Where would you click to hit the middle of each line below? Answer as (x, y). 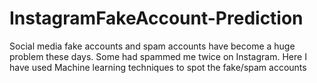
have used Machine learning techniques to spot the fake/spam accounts (158, 67)
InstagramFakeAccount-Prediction (156, 18)
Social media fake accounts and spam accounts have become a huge (152, 46)
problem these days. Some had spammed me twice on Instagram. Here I (158, 56)
